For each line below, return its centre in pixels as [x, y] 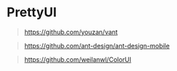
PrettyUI [32, 12]
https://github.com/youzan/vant [71, 32]
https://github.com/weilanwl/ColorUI [77, 59]
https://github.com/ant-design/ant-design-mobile [97, 45]
